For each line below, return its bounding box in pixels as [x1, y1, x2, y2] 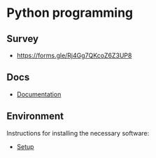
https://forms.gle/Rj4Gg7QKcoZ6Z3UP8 [16, 51, 132, 59]
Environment [6, 110, 64, 122]
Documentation [16, 89, 62, 99]
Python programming [6, 5, 134, 21]
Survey [6, 33, 39, 45]
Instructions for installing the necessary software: [6, 129, 150, 137]
